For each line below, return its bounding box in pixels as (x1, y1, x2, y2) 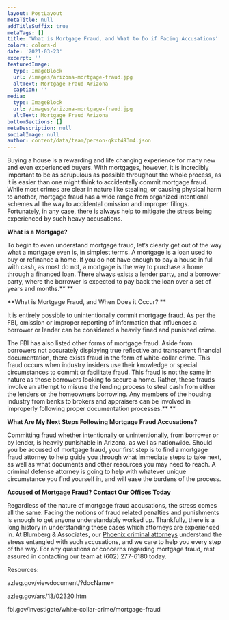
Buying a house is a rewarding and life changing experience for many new (7, 156, 216, 164)
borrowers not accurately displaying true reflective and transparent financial (7, 347, 221, 355)
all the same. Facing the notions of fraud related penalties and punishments (7, 508, 220, 517)
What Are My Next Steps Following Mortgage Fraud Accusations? (7, 418, 198, 426)
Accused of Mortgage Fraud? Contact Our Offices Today (7, 488, 171, 497)
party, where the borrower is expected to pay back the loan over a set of (7, 277, 212, 286)
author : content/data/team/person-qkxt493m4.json (7, 138, 152, 145)
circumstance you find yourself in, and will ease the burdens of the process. (7, 475, 221, 483)
